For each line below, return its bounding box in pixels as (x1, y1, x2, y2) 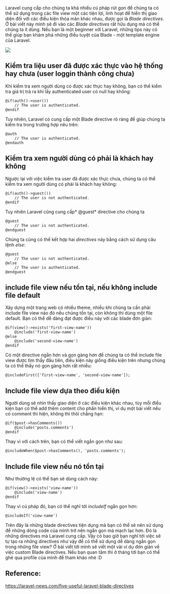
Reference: (5, 569, 41, 578)
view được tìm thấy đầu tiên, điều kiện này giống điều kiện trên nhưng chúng (5, 357, 165, 363)
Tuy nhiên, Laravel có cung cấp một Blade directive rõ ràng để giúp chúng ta (5, 116, 165, 122)
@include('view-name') (14, 490, 62, 495)
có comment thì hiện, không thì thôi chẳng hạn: (5, 411, 104, 417)
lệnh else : (5, 242, 25, 248)
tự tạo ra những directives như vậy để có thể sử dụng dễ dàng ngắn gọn (5, 539, 156, 545)
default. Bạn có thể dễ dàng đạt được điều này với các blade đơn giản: (5, 316, 152, 322)
